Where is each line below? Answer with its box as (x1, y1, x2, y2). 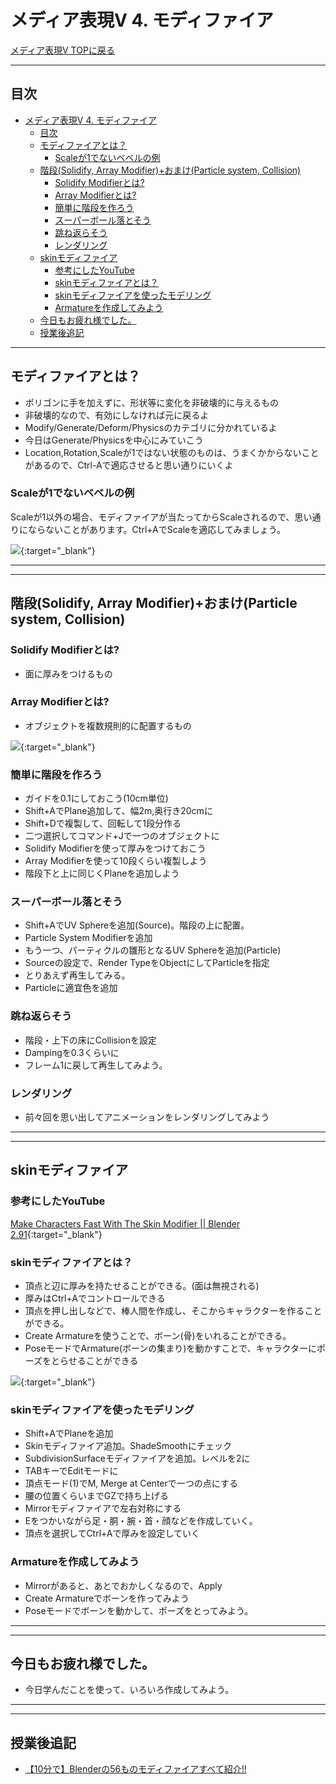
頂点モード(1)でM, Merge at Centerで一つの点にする (24, 1477, 238, 1490)
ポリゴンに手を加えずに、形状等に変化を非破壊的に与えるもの (24, 396, 279, 408)
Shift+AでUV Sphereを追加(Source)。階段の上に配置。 (24, 919, 250, 931)
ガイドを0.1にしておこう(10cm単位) (24, 792, 169, 805)
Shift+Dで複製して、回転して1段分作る (24, 817, 182, 830)
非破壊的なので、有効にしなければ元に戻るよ (24, 409, 210, 421)
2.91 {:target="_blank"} (10, 1228, 103, 1240)
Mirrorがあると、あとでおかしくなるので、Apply (24, 1579, 223, 1591)
